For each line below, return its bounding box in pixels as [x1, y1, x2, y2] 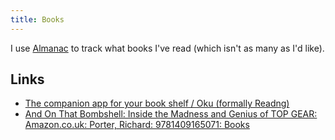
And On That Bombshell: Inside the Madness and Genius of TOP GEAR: [24, 108, 318, 120]
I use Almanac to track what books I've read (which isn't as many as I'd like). [10, 42, 325, 54]
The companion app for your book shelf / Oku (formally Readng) [24, 97, 290, 110]
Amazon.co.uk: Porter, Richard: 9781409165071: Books [24, 119, 250, 131]
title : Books [10, 14, 65, 25]
